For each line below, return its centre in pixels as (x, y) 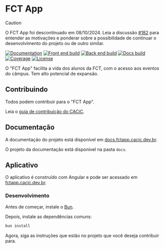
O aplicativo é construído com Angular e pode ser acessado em (71, 177)
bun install (18, 226)
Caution (13, 23)
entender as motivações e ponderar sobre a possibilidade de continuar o (81, 38)
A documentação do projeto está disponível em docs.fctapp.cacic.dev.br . (81, 139)
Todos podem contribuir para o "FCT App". (50, 102)
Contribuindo (26, 90)
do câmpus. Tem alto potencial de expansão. (52, 73)
